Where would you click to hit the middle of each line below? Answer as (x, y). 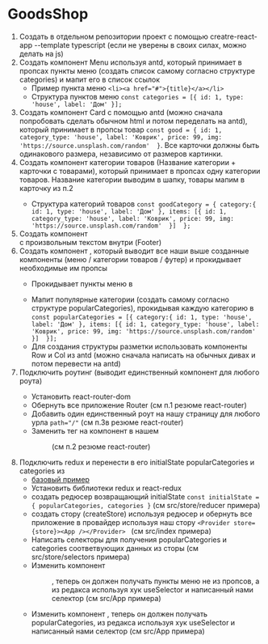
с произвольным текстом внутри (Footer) (90, 242)
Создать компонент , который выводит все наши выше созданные (134, 251)
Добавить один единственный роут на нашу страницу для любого (146, 413)
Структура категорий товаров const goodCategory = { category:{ (144, 204)
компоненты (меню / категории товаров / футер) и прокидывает (130, 259)
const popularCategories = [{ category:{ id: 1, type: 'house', (142, 317)
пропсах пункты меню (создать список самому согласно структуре (137, 70)
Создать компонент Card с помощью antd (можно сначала (121, 112)
